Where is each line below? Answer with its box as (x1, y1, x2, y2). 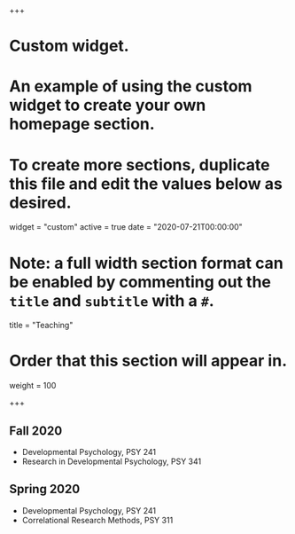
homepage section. (9, 114, 155, 134)
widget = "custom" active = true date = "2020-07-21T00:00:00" (9, 222, 244, 232)
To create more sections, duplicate (9, 154, 270, 175)
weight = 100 (9, 381, 57, 391)
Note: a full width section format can (9, 253, 283, 273)
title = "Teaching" (9, 320, 74, 331)
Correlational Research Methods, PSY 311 (21, 514, 174, 525)
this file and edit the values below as (9, 174, 283, 193)
